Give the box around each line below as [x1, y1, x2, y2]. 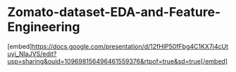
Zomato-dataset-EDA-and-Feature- [7, 4, 221, 20]
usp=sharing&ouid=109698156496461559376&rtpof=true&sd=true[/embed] [7, 57, 228, 65]
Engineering [7, 19, 80, 35]
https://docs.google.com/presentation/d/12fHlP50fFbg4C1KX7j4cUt [31, 42, 229, 50]
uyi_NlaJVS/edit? [7, 50, 57, 58]
